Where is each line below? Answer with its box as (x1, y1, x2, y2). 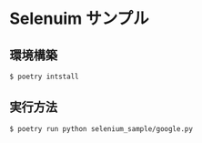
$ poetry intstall (9, 72, 79, 81)
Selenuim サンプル (9, 8, 150, 29)
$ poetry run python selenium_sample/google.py (9, 124, 194, 133)
